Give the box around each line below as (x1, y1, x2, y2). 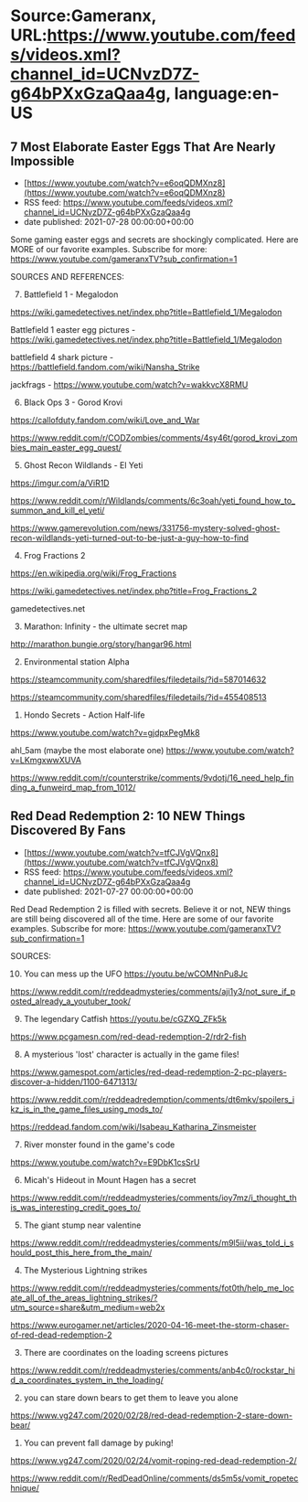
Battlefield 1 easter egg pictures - (10, 325, 136, 335)
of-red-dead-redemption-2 (10, 1329, 112, 1340)
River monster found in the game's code (23, 1139, 175, 1150)
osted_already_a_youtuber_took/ (10, 996, 132, 1007)
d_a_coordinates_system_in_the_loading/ (10, 1374, 164, 1385)
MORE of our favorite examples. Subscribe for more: (10, 244, 208, 254)
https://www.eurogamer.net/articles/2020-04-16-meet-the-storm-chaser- (10, 1319, 290, 1330)
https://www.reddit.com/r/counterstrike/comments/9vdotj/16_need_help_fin (10, 772, 294, 783)
